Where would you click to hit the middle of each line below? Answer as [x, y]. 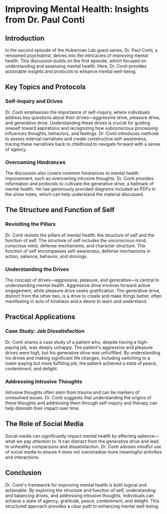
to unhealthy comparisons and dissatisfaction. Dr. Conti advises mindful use [83, 446]
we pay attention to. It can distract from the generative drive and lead [88, 441]
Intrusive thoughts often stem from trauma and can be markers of [72, 392]
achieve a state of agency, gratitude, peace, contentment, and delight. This [82, 501]
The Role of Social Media [44, 424]
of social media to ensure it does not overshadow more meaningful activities [83, 452]
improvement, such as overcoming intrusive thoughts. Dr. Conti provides [80, 178]
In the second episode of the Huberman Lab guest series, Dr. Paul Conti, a [82, 50]
